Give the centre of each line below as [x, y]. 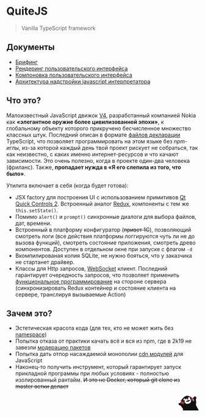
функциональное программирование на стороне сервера [91, 281]
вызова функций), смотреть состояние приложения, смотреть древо [106, 243]
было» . [16, 173]
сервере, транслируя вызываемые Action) [70, 294]
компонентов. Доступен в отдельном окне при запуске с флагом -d [104, 249]
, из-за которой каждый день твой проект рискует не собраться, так [108, 148]
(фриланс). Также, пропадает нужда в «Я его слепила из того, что [94, 167]
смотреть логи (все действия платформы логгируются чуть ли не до [105, 236]
